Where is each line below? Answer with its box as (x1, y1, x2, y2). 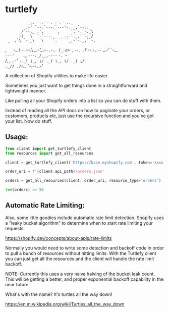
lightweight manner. (5, 87, 46, 94)
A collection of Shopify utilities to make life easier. (5, 72, 109, 79)
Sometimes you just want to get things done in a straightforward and (5, 82, 148, 88)
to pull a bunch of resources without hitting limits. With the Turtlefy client (5, 250, 156, 256)
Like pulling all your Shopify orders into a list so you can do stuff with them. (5, 97, 161, 103)
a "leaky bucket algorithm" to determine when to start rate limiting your (5, 220, 153, 226)
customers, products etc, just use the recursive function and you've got (5, 113, 154, 119)
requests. (5, 225, 25, 231)
